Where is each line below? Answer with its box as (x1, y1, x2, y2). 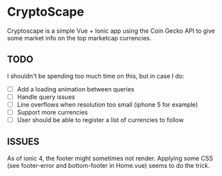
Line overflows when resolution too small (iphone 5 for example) (16, 100, 198, 108)
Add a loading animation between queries (16, 85, 135, 93)
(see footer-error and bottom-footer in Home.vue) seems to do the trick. (7, 161, 210, 169)
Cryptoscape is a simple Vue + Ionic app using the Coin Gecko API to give (7, 27, 215, 35)
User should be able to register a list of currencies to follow (16, 116, 184, 123)
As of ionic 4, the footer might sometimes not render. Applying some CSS (7, 154, 214, 162)
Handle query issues (16, 93, 75, 101)
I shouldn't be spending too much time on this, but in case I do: (7, 72, 184, 80)
